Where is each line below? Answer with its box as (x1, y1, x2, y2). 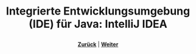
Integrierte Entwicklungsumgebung (5, 4, 191, 18)
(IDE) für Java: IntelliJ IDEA (28, 17, 168, 31)
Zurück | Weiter (77, 41, 119, 48)
